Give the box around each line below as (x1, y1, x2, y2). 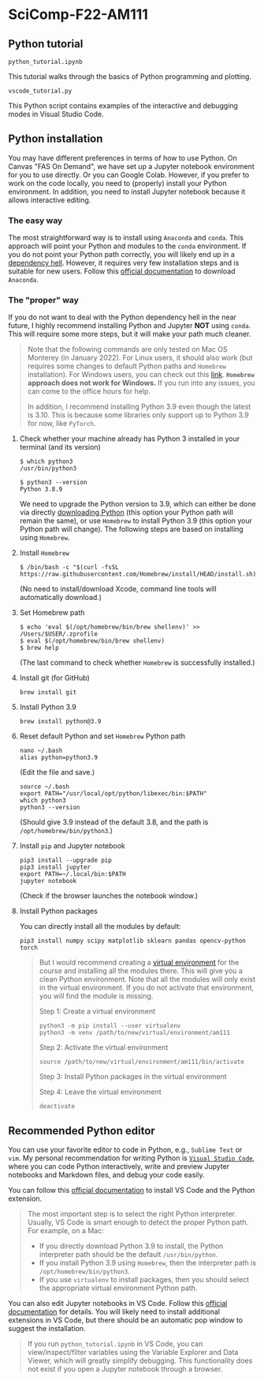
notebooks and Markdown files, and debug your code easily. (8, 1170, 205, 1179)
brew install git (19, 689, 77, 696)
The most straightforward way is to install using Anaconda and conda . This (8, 233, 244, 243)
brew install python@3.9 (19, 718, 102, 726)
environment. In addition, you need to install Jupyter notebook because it (8, 187, 246, 196)
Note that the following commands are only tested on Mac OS (27, 345, 228, 354)
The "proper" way (8, 295, 79, 306)
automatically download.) (19, 593, 102, 602)
